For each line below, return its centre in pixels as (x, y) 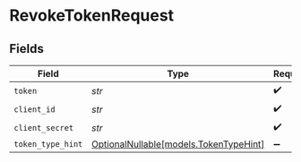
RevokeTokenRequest (92, 16)
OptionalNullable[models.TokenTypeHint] (178, 144)
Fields (27, 49)
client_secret (44, 128)
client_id (34, 109)
